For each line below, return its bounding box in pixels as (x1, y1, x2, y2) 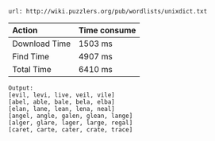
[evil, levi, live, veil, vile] (8, 91, 115, 99)
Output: (8, 84, 34, 92)
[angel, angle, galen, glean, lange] (8, 112, 133, 120)
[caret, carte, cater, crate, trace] (8, 126, 133, 134)
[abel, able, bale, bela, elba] (8, 98, 115, 106)
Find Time (12, 51, 50, 62)
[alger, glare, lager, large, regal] (8, 119, 133, 127)
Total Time (12, 64, 52, 74)
